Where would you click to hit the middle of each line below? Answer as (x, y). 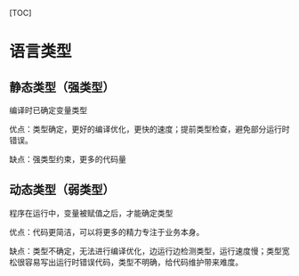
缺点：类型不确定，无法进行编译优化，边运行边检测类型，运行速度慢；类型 (145, 251)
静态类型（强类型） (62, 87)
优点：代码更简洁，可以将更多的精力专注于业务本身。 (107, 231)
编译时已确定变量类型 (48, 110)
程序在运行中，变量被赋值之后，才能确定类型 (91, 213)
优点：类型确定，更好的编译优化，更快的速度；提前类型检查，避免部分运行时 (149, 129)
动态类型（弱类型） (62, 190)
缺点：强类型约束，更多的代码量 (68, 159)
